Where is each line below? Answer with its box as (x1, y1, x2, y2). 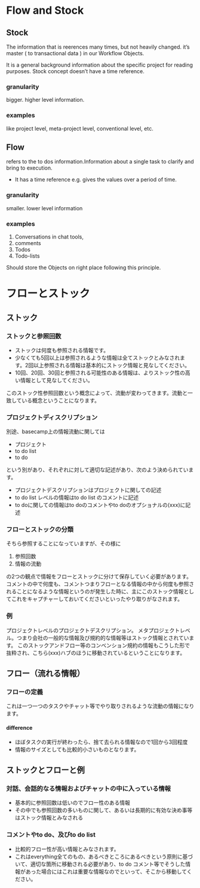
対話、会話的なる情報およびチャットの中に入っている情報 (6, 784, 171, 793)
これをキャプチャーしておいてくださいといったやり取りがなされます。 (11, 596, 183, 603)
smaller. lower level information (6, 204, 83, 212)
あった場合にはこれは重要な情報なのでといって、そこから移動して (25, 868, 187, 875)
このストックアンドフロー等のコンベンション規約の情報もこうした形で (17, 642, 190, 649)
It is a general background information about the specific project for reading (6, 61, 193, 68)
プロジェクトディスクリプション (6, 413, 98, 421)
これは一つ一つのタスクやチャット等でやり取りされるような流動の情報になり (6, 702, 195, 710)
